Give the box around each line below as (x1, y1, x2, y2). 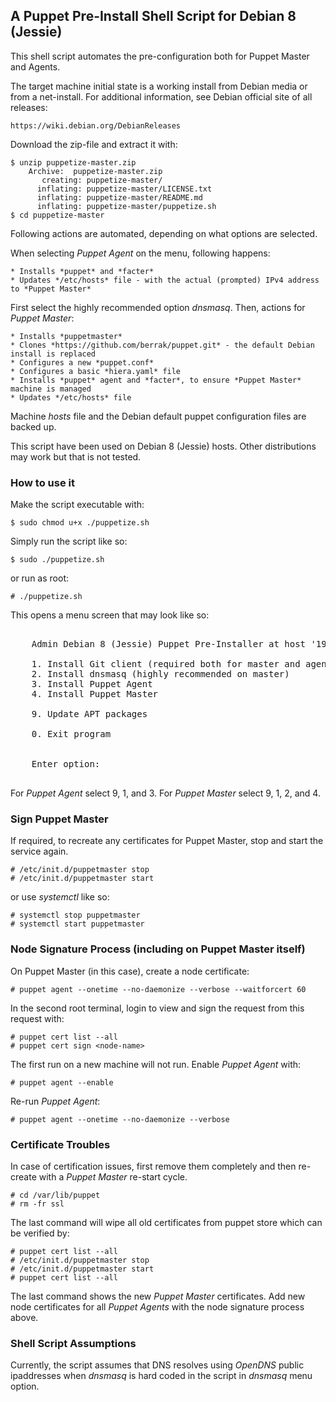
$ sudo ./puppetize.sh (10, 555, 105, 565)
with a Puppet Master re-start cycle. (38, 1171, 188, 1183)
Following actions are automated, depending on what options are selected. (10, 227, 318, 239)
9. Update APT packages (31, 709, 148, 720)
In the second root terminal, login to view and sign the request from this (10, 1002, 305, 1014)
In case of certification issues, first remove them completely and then (10, 1160, 297, 1172)
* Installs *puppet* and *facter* (10, 266, 155, 276)
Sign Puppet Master (10, 812, 109, 826)
